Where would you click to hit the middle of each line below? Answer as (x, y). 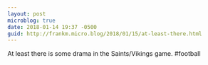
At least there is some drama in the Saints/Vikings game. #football (104, 54)
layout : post (27, 14)
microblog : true (31, 20)
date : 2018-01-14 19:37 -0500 (52, 27)
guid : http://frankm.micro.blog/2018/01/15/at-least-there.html (105, 34)
